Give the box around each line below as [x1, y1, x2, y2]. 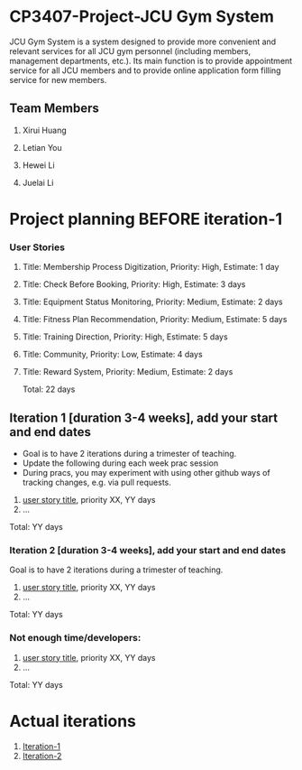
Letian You [22, 142, 63, 153]
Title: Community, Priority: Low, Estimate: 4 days [22, 349, 203, 360]
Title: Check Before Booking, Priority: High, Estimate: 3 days [22, 279, 246, 290]
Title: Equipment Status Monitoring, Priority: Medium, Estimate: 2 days [22, 296, 283, 308]
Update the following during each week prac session [22, 458, 219, 468]
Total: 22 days [22, 384, 76, 394]
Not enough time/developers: [9, 632, 142, 645]
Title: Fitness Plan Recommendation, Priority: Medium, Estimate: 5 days [22, 314, 288, 325]
